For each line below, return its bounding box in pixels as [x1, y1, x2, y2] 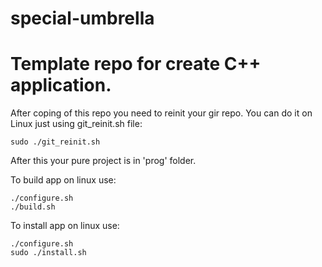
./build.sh [10, 202, 56, 212]
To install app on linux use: [10, 220, 120, 232]
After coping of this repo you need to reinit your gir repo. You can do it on [10, 107, 313, 119]
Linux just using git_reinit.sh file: [10, 118, 143, 130]
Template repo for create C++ [10, 53, 262, 76]
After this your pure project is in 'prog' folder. [10, 155, 197, 167]
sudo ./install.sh [10, 248, 87, 258]
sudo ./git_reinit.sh [10, 137, 101, 147]
